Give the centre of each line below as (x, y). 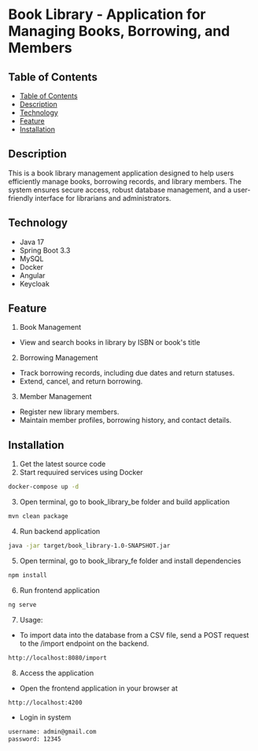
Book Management (50, 327)
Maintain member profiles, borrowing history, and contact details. (125, 420)
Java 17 (32, 242)
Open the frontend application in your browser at (99, 688)
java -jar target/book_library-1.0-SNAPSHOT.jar (89, 546)
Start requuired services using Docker (81, 472)
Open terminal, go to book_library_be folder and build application (125, 502)
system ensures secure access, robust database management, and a (120, 190)
